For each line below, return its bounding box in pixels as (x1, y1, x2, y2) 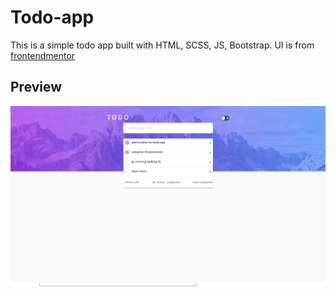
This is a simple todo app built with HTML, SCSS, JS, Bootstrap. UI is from (10, 39, 315, 51)
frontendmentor (10, 49, 76, 61)
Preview (10, 79, 63, 96)
